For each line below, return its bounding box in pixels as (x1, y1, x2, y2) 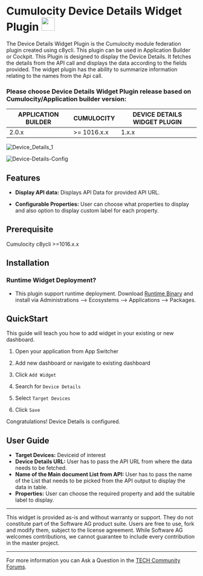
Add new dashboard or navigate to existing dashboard (14, 359, 150, 366)
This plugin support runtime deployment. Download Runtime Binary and (14, 290, 193, 297)
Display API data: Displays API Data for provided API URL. (14, 189, 160, 196)
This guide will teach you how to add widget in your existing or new (6, 330, 174, 337)
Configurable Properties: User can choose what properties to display (14, 200, 189, 208)
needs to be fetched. (14, 464, 68, 472)
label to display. (14, 496, 54, 504)
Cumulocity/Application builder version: (6, 95, 127, 103)
